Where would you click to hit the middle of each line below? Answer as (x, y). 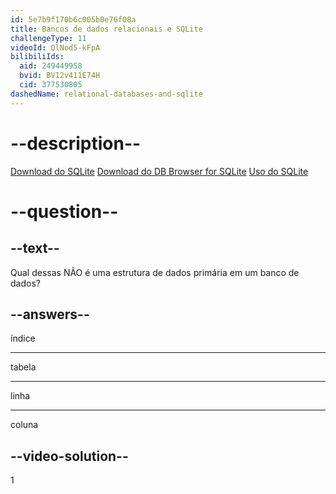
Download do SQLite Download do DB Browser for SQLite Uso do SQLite (159, 171)
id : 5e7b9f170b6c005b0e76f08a (73, 19)
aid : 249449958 (51, 66)
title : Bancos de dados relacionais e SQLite (106, 29)
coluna (24, 425)
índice (23, 338)
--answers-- (50, 314)
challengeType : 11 (48, 38)
